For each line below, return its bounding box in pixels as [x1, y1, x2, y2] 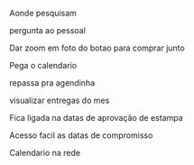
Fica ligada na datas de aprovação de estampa [9, 113, 183, 123]
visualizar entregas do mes [9, 95, 110, 105]
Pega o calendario [9, 60, 78, 70]
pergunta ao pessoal [9, 25, 86, 35]
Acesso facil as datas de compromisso [9, 130, 153, 141]
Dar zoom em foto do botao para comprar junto [9, 42, 185, 53]
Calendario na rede [9, 148, 81, 158]
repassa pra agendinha [9, 78, 96, 88]
